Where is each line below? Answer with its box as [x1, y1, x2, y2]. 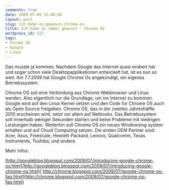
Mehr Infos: [5, 148, 29, 154]
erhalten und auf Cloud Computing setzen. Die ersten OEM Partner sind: [5, 127, 155, 133]
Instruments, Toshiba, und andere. [5, 137, 77, 144]
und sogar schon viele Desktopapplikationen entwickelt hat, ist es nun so [5, 69, 157, 75]
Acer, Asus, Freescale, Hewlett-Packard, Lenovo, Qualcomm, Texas [5, 132, 145, 138]
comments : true [5, 7, 37, 13]
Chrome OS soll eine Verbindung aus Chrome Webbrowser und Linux [5, 89, 149, 96]
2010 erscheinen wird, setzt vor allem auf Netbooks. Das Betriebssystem [5, 111, 156, 117]
